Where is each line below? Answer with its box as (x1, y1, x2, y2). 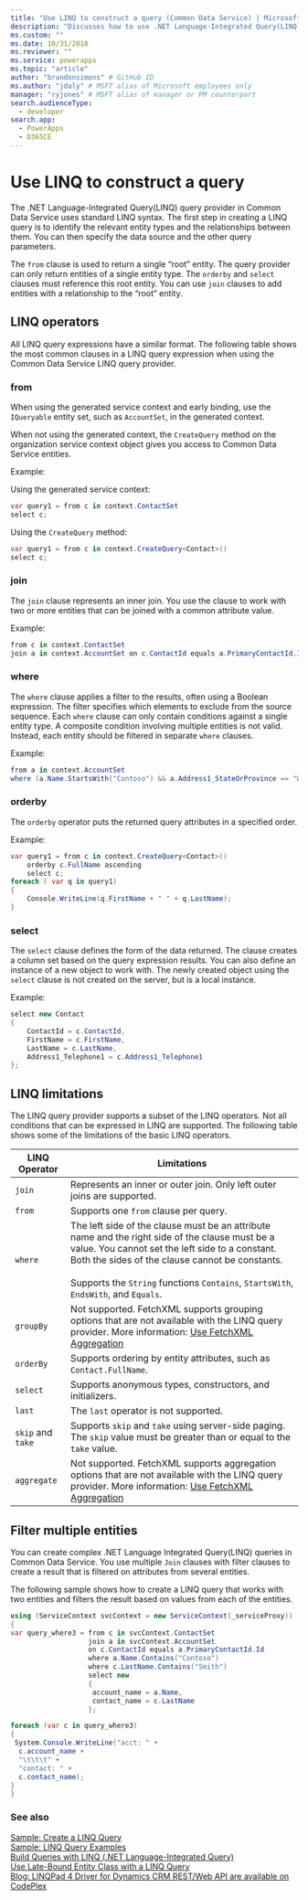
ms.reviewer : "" (10, 48, 72, 57)
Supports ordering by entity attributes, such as (70, 1352, 271, 1365)
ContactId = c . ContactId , (27, 1026, 126, 1036)
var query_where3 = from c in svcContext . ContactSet (10, 1628, 216, 1638)
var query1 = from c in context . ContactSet (10, 501, 179, 510)
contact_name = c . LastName (91, 1696, 196, 1705)
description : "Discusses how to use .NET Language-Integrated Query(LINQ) (10, 22, 302, 31)
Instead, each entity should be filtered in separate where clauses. (10, 730, 254, 741)
